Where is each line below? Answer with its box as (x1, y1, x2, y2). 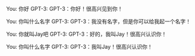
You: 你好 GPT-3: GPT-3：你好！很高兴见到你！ (6, 5, 123, 12)
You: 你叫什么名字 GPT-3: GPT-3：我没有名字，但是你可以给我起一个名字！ (6, 18, 191, 25)
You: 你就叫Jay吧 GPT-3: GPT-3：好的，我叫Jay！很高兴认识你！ (6, 30, 167, 38)
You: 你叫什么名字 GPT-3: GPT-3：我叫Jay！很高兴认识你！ (6, 43, 153, 50)
